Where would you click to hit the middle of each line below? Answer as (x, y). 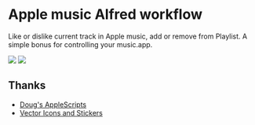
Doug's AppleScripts (53, 105)
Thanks (27, 85)
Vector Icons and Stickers (61, 112)
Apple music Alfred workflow (105, 15)
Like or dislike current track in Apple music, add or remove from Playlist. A (128, 36)
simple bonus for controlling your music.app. (80, 44)
